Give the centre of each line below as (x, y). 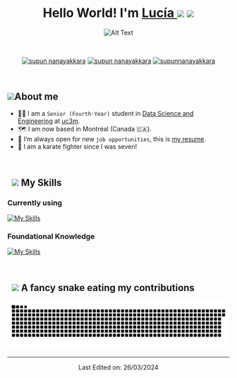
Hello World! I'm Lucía (109, 13)
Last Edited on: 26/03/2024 (119, 367)
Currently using (35, 203)
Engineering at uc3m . (49, 121)
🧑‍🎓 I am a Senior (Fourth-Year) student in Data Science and (105, 114)
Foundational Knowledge (51, 237)
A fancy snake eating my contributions (108, 288)
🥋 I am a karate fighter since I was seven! (77, 147)
